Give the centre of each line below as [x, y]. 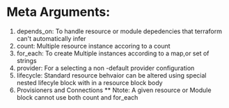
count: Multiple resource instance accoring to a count [94, 46]
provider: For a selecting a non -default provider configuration [105, 68]
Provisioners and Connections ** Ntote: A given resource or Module [114, 90]
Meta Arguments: [58, 12]
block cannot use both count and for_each [77, 97]
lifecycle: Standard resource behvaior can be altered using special [111, 75]
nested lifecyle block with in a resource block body [89, 82]
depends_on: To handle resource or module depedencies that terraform [119, 31]
